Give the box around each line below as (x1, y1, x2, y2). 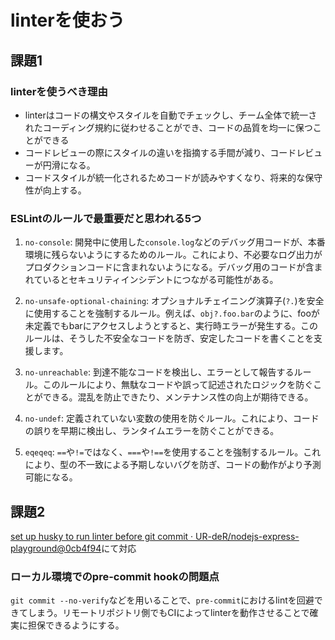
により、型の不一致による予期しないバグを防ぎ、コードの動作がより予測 (24, 459, 322, 471)
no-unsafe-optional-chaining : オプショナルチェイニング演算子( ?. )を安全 (24, 295, 325, 307)
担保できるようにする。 (27, 619, 125, 631)
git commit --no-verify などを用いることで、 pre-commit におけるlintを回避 (10, 594, 315, 606)
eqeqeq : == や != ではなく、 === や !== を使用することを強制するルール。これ (24, 446, 322, 458)
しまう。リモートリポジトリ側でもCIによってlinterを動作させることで (27, 607, 310, 619)
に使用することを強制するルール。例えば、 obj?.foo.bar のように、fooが (24, 307, 320, 320)
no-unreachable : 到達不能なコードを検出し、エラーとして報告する (24, 366, 295, 378)
